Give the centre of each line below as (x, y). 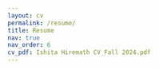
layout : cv (26, 15)
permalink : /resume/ (42, 23)
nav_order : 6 (29, 45)
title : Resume (31, 30)
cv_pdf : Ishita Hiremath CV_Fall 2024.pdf (79, 52)
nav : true (24, 38)
